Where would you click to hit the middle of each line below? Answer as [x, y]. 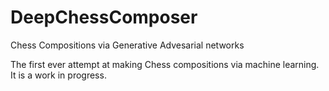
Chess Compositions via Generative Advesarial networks [127, 45]
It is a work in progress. [58, 75]
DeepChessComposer [104, 17]
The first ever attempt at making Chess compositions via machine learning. [165, 64]
